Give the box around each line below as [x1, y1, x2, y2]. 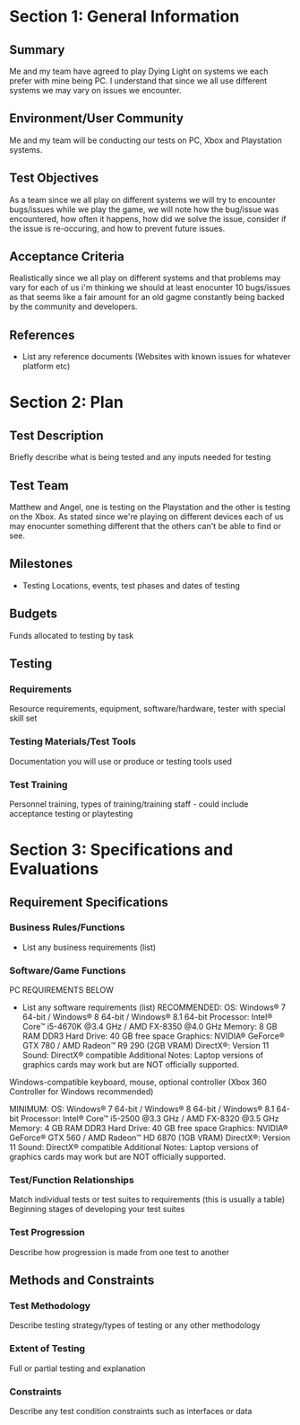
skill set [9, 712, 38, 724]
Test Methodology [9, 1300, 91, 1313]
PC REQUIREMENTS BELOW [9, 985, 114, 996]
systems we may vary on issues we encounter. [9, 85, 182, 95]
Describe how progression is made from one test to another [9, 1246, 230, 1257]
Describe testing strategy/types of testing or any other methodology [9, 1320, 261, 1331]
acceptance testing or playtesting [9, 808, 133, 819]
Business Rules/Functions [9, 921, 125, 934]
